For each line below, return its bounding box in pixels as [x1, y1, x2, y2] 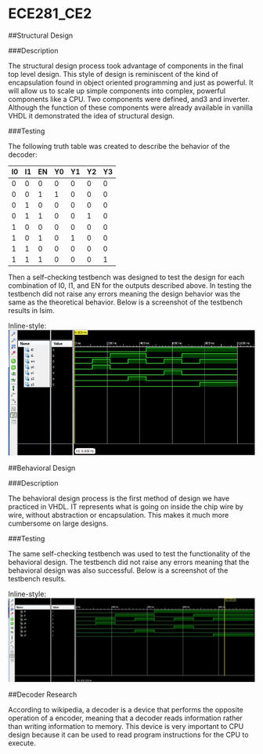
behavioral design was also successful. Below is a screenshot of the [8, 566, 229, 575]
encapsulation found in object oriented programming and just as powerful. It [8, 78, 254, 87]
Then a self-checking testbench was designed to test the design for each [8, 272, 245, 282]
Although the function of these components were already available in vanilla [8, 103, 253, 112]
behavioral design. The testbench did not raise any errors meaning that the [8, 558, 250, 567]
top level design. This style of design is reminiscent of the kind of [8, 69, 219, 78]
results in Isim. [8, 305, 55, 315]
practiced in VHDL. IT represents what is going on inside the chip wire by [8, 502, 244, 512]
